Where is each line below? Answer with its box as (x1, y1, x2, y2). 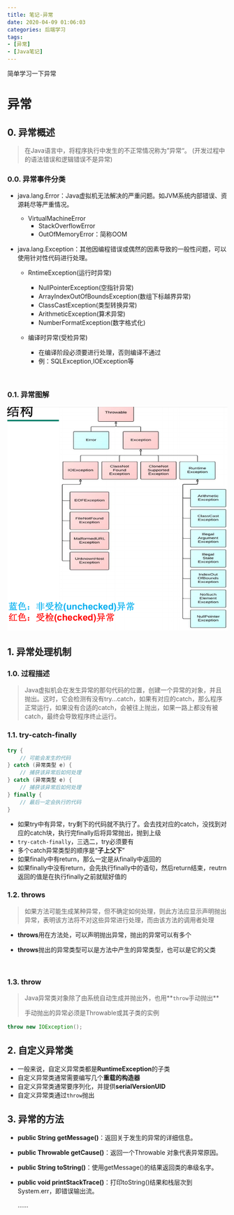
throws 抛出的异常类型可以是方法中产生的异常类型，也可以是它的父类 (17, 945, 217, 954)
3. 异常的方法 (7, 1113, 64, 1125)
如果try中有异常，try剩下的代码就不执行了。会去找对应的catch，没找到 (17, 820, 221, 828)
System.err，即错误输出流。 (17, 1186, 98, 1195)
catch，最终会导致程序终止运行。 (24, 712, 121, 721)
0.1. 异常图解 (7, 390, 50, 399)
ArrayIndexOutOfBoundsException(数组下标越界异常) (38, 292, 191, 301)
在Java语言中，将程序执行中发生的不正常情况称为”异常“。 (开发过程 (24, 146, 219, 154)
